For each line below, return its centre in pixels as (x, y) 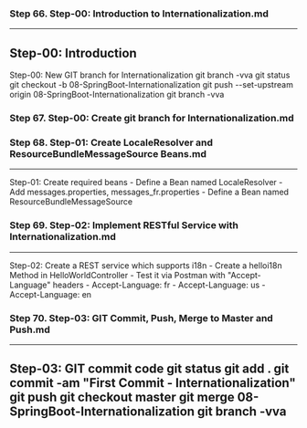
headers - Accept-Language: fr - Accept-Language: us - (159, 285)
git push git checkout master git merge (122, 397)
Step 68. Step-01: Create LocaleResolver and (111, 142)
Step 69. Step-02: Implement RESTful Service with (124, 225)
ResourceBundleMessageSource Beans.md (108, 153)
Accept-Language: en (51, 294)
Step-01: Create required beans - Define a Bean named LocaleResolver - (146, 183)
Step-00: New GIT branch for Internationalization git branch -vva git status (150, 75)
